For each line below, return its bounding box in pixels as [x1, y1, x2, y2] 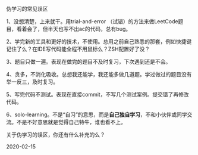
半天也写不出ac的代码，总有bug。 [47, 26, 131, 32]
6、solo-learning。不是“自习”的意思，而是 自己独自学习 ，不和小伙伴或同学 [6, 111, 187, 118]
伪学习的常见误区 [6, 5, 48, 12]
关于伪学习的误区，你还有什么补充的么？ [6, 131, 105, 138]
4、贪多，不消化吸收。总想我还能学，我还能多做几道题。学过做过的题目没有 [6, 71, 192, 77]
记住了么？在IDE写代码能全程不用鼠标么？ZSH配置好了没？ [6, 45, 150, 52]
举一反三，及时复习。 [6, 78, 58, 85]
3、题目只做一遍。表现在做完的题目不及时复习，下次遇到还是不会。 [6, 58, 171, 65]
